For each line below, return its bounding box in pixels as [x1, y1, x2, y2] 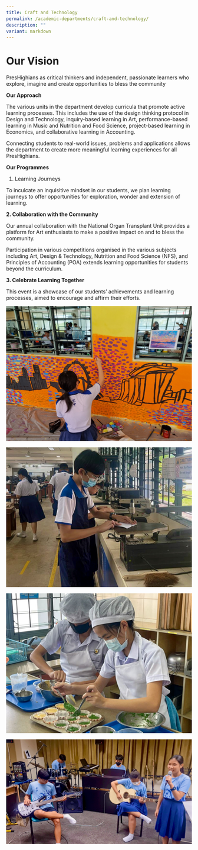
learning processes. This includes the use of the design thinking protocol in [6, 109, 189, 117]
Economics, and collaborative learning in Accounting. [6, 128, 136, 135]
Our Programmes [6, 164, 49, 171]
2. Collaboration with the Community [6, 211, 98, 218]
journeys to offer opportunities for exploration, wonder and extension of [6, 193, 181, 201]
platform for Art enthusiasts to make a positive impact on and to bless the [6, 228, 184, 236]
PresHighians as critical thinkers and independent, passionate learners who [6, 74, 190, 81]
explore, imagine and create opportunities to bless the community [6, 80, 166, 88]
